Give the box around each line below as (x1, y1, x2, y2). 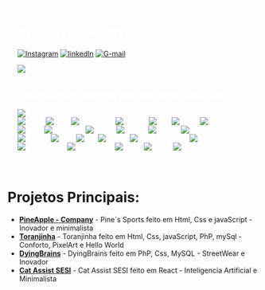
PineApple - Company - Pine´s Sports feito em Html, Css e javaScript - (18, 215, 252, 225)
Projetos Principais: (7, 189, 140, 206)
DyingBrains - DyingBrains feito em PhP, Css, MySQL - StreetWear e (18, 249, 246, 258)
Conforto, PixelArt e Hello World (18, 241, 124, 250)
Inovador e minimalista (18, 223, 94, 233)
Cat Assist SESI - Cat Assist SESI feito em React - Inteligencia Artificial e (18, 265, 258, 276)
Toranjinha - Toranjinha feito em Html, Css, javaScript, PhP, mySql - (18, 232, 243, 241)
